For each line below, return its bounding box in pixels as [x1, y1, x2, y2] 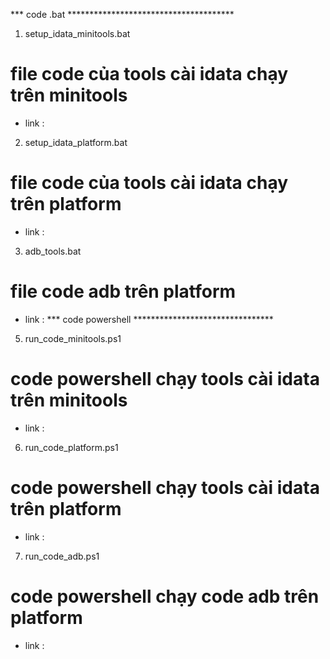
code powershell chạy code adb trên [10, 585, 320, 608]
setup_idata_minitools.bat [24, 28, 131, 39]
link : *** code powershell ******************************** [24, 313, 274, 325]
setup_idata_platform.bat [24, 136, 128, 148]
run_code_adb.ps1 [24, 550, 100, 562]
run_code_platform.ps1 [24, 441, 119, 453]
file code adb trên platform [10, 280, 237, 303]
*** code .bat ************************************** [10, 9, 235, 20]
